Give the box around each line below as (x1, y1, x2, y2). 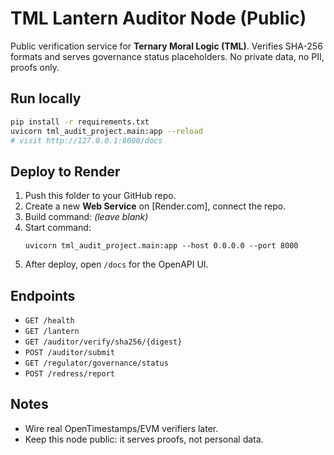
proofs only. (10, 61, 60, 73)
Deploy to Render (10, 163, 121, 180)
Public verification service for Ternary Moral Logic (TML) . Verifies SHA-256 (10, 40, 323, 52)
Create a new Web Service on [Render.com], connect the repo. (24, 200, 287, 212)
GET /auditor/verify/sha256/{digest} (24, 337, 183, 347)
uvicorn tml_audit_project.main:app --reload (10, 126, 203, 136)
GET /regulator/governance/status (24, 358, 169, 368)
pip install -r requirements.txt (10, 117, 150, 127)
